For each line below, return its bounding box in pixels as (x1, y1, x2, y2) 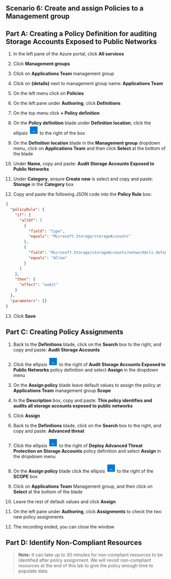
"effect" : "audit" (19, 282, 58, 287)
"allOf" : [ (19, 217, 43, 223)
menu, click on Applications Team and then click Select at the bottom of (13, 145, 166, 152)
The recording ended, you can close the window (13, 523, 115, 530)
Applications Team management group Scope (13, 387, 111, 394)
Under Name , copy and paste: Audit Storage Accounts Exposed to (13, 160, 154, 167)
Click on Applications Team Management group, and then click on (13, 483, 153, 489)
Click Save (13, 313, 36, 319)
